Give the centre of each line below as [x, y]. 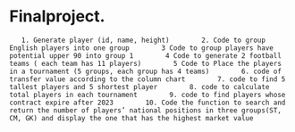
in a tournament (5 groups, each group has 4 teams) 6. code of [145, 71]
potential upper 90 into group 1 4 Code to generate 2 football [145, 55]
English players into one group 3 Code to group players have [142, 48]
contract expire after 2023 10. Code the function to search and [147, 103]
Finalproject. [57, 16]
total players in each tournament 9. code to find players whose [147, 95]
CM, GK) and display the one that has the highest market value [131, 118]
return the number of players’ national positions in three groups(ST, [145, 110]
